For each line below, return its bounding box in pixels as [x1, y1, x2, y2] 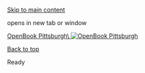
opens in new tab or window [7, 19, 87, 26]
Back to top [7, 45, 40, 53]
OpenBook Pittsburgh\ [7, 32, 70, 40]
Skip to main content [7, 6, 66, 14]
